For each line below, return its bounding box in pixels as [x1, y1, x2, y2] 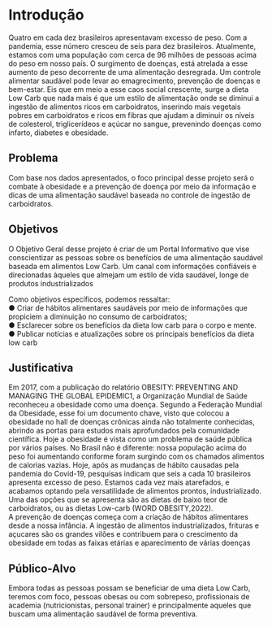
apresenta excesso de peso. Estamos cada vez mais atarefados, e [8, 477, 230, 487]
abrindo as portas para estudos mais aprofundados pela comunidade [8, 425, 240, 436]
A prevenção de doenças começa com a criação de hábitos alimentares [8, 512, 249, 522]
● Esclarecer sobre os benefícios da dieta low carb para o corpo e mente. [8, 320, 257, 330]
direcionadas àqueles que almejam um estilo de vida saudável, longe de [8, 270, 249, 280]
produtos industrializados [8, 278, 93, 288]
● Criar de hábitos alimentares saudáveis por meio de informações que [8, 303, 248, 312]
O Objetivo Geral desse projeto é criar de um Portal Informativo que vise [8, 244, 250, 254]
